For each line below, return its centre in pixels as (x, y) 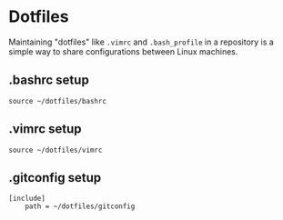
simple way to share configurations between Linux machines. (123, 51)
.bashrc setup (49, 80)
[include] (27, 199)
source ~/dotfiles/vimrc (56, 150)
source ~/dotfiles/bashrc (57, 101)
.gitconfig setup (55, 178)
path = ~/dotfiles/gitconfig (80, 206)
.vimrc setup (45, 129)
